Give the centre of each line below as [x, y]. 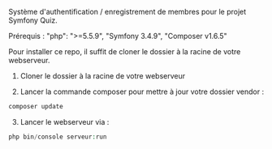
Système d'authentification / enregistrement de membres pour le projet [127, 12]
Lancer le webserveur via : [65, 121]
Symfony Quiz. [33, 20]
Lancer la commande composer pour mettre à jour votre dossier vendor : [142, 92]
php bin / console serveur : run [58, 137]
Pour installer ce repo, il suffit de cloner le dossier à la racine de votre [125, 51]
